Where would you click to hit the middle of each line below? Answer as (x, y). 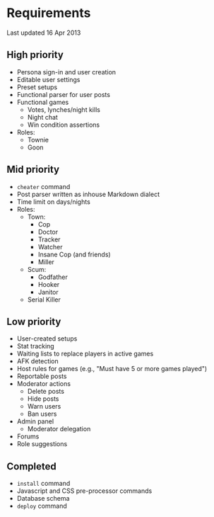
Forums (28, 436)
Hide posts (43, 399)
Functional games (43, 102)
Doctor (48, 232)
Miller (46, 262)
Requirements (49, 13)
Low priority (34, 321)
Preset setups (37, 87)
